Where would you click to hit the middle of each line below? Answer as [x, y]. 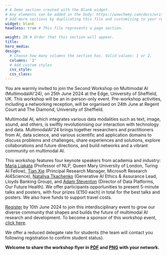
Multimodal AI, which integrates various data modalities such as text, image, [83, 119]
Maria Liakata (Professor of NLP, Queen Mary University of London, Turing [82, 166]
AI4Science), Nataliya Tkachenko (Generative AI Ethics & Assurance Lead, [81, 176]
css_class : [21, 74]
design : [13, 51]
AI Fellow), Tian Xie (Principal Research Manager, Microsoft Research [76, 171]
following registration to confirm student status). [55, 238]
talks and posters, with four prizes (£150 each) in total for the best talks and [83, 192]
